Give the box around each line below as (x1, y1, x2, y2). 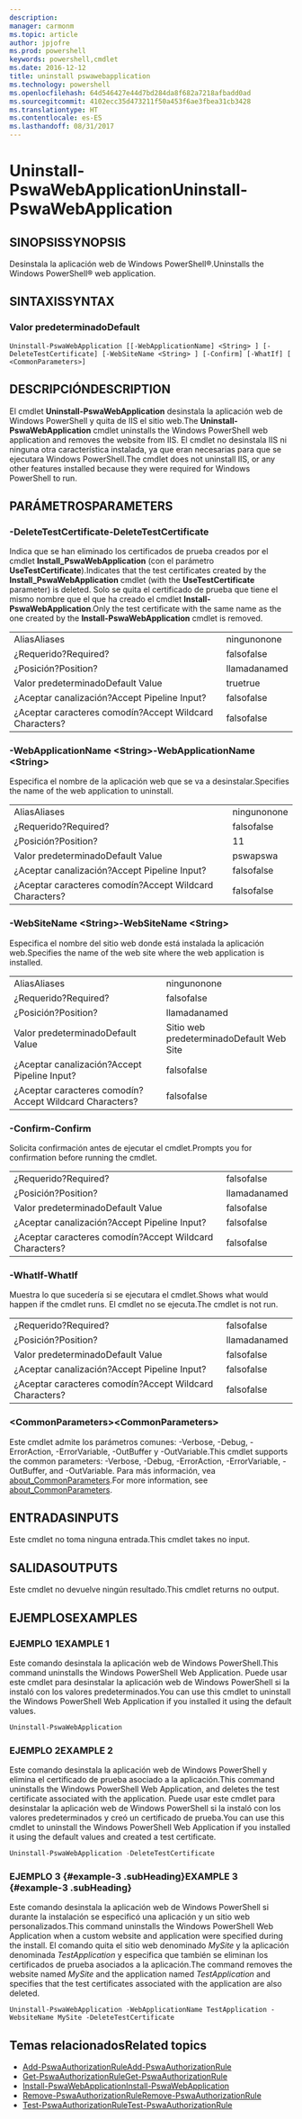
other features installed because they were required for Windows (9, 462, 251, 473)
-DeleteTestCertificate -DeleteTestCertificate (9, 525, 209, 538)
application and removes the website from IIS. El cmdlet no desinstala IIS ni (9, 434, 288, 445)
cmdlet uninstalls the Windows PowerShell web (93, 425, 268, 435)
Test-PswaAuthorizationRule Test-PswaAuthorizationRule (22, 2100, 233, 2111)
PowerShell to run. (9, 472, 78, 483)
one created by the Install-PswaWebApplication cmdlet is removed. (9, 613, 263, 624)
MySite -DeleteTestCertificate (57, 2013, 175, 2023)
